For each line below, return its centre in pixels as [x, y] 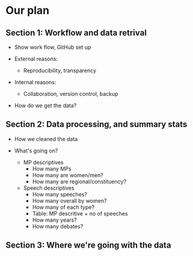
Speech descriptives [49, 188]
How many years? [54, 220]
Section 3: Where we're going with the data [88, 245]
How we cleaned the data [46, 139]
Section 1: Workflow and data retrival [76, 33]
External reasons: [36, 59]
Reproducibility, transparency [60, 70]
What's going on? [36, 151]
